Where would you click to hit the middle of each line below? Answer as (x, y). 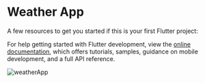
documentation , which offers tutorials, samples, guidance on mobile (102, 51)
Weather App (45, 12)
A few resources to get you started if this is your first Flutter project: (102, 31)
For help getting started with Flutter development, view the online (99, 44)
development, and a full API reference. (61, 58)
